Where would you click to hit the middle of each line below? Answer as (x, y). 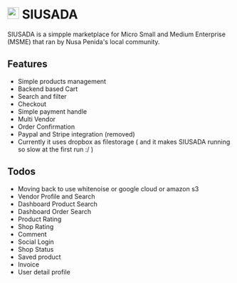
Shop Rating (36, 226)
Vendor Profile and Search (56, 196)
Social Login (36, 242)
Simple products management (62, 81)
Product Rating (39, 219)
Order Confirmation (46, 127)
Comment (32, 234)
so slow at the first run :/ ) (56, 149)
